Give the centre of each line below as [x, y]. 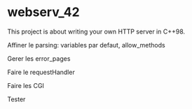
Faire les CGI [26, 85]
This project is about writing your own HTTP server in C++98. [96, 31]
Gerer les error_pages [39, 58]
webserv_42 [43, 12]
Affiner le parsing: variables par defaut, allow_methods [87, 45]
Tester [16, 99]
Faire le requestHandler [41, 72]
